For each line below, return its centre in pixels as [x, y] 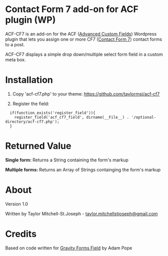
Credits [21, 234]
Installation [29, 80]
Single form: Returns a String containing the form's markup [67, 160]
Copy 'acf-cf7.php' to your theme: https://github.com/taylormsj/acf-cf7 [86, 94]
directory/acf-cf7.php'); [32, 122]
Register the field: [31, 104]
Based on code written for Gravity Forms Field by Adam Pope [69, 248]
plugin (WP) [31, 20]
